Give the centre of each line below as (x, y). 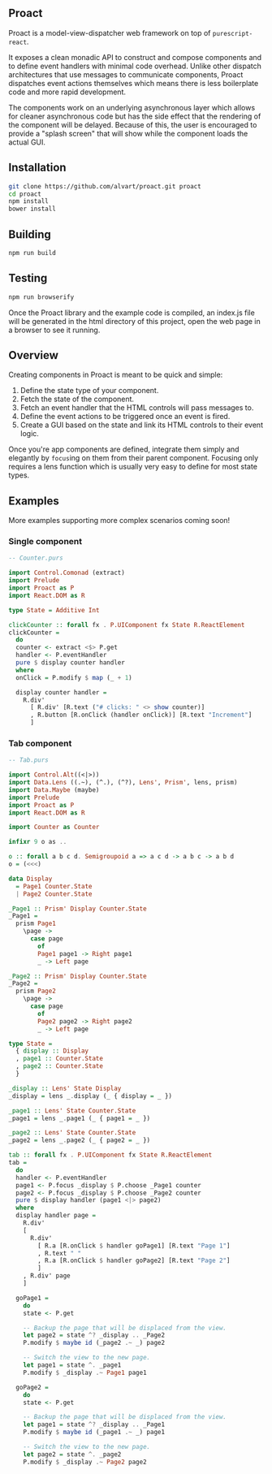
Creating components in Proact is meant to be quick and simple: (116, 375)
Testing (28, 278)
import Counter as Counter (54, 828)
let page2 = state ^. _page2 (72, 1454)
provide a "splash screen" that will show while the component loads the (128, 133)
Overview (34, 355)
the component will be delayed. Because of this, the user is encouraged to (133, 124)
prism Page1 (36, 924)
